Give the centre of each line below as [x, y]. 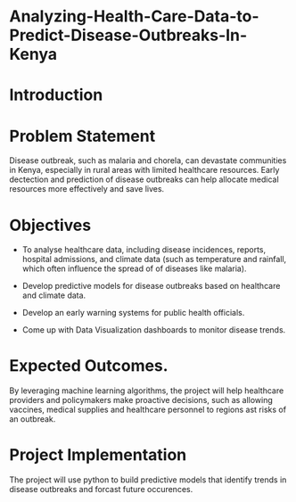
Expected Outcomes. [89, 366]
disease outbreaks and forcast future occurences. [101, 490]
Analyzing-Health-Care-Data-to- [135, 16]
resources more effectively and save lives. [87, 189]
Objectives [50, 225]
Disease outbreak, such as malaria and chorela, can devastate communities [148, 160]
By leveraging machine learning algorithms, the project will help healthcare [147, 391]
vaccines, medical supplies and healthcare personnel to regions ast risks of [148, 410]
